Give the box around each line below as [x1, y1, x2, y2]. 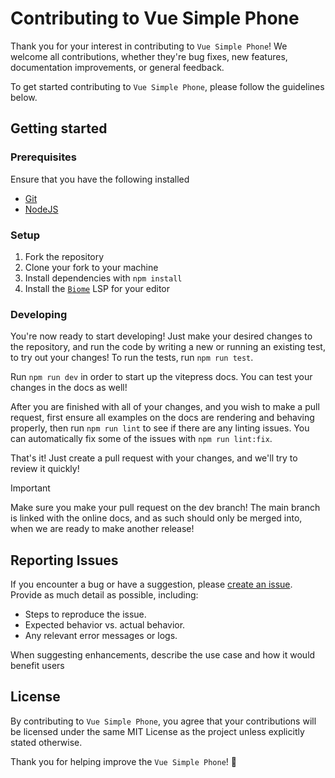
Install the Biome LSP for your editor [24, 282, 171, 294]
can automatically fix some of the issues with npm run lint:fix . [10, 433, 273, 445]
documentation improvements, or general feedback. [10, 61, 225, 73]
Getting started [10, 120, 108, 137]
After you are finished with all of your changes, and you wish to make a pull [10, 401, 320, 413]
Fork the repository [24, 250, 105, 262]
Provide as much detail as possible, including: [10, 589, 199, 601]
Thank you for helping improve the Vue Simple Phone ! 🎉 [10, 755, 237, 767]
